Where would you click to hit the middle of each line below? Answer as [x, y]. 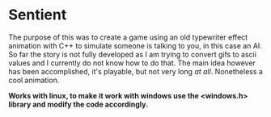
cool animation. [34, 80]
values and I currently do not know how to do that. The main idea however [132, 63]
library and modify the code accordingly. [78, 104]
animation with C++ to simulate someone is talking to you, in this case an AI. [135, 45]
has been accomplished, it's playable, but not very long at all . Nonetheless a [135, 71]
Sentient [38, 15]
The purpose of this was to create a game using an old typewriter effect [128, 37]
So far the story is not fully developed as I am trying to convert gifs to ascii [133, 54]
